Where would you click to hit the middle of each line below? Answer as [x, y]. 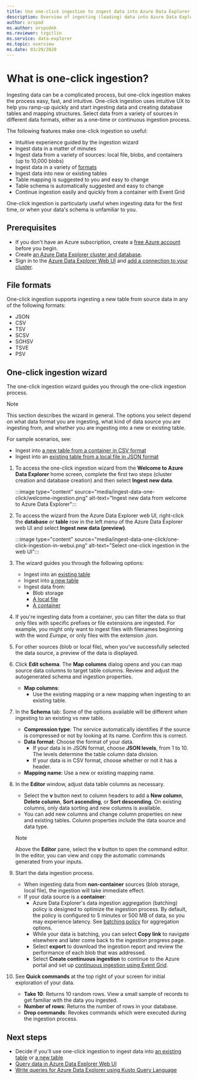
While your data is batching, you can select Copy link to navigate [111, 934]
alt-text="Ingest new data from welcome [138, 498]
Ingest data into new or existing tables [61, 173]
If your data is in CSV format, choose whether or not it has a [105, 760]
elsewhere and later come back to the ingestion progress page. [109, 940]
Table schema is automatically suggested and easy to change [89, 185]
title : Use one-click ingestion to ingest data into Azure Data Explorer [98, 11]
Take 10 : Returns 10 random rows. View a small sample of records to [106, 994]
